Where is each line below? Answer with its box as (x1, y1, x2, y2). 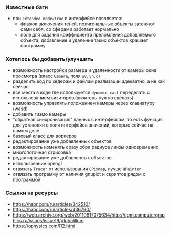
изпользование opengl (12, 160, 62, 166)
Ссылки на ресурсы (5, 189, 58, 196)
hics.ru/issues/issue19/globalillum (12, 217, 84, 223)
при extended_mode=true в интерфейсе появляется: (12, 15, 123, 22)
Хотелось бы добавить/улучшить (5, 56, 94, 63)
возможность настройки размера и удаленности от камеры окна (12, 67, 157, 73)
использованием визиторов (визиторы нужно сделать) (12, 94, 134, 101)
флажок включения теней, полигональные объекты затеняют (20, 21, 155, 27)
